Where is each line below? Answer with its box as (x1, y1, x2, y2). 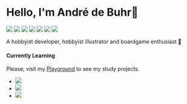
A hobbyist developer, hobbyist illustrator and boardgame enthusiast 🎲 (6, 37, 182, 45)
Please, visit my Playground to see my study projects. (6, 65, 140, 73)
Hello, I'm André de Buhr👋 (6, 5, 139, 19)
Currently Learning (6, 51, 56, 59)
